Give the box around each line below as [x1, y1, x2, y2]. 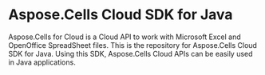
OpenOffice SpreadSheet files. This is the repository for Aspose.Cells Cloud [8, 40, 258, 49]
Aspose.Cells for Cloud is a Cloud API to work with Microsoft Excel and [8, 32, 241, 41]
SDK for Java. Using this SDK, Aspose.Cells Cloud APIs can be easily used [8, 49, 253, 58]
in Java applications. [8, 57, 76, 67]
